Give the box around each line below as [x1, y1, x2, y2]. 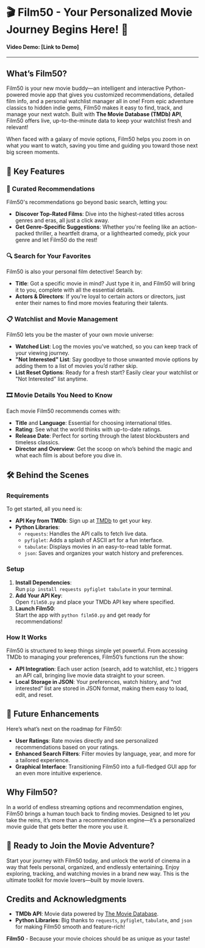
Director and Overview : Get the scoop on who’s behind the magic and [15, 445, 192, 452]
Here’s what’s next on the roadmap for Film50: [6, 725, 123, 732]
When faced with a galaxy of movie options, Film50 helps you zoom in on [6, 136, 190, 143]
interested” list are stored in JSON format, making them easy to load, [15, 685, 189, 692]
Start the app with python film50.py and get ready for [15, 611, 151, 619]
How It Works [6, 633, 48, 641]
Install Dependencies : [15, 579, 72, 586]
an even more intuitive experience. [15, 769, 103, 777]
